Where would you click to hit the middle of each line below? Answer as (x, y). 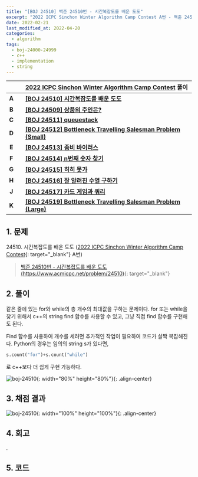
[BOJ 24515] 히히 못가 (57, 170)
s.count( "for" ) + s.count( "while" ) (47, 355)
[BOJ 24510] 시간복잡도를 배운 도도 (74, 99)
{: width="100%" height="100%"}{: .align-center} (96, 413)
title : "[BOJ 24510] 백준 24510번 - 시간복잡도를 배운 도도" (75, 12)
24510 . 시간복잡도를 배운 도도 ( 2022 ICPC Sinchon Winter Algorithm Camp (95, 247)
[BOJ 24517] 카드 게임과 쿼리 (65, 192)
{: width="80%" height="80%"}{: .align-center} (94, 378)
